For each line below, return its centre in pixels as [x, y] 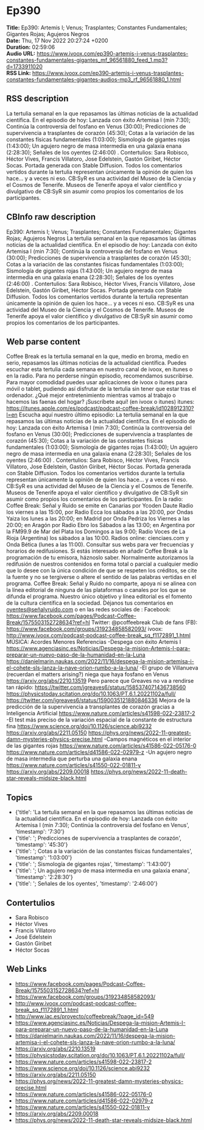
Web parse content [43, 342]
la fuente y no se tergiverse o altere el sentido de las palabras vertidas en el [101, 577]
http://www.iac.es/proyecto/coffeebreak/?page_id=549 [84, 1016]
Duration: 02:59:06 [31, 47]
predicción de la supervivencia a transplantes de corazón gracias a [90, 707]
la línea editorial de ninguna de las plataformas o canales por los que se [96, 590]
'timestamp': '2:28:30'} [44, 877]
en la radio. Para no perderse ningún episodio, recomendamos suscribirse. [100, 376]
